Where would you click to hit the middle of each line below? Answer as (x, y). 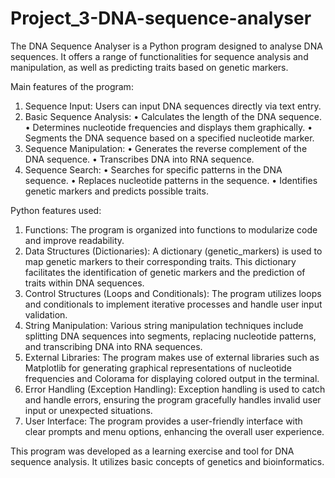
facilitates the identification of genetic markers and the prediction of (165, 272)
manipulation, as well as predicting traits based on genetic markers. (149, 67)
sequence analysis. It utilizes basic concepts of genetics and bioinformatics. (167, 461)
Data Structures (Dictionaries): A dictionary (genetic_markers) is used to (173, 251)
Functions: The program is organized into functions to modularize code (171, 229)
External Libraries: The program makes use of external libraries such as (172, 357)
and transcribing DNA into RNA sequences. (113, 346)
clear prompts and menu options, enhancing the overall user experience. (174, 431)
